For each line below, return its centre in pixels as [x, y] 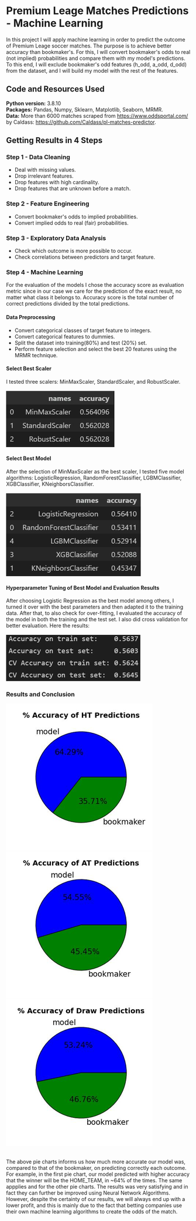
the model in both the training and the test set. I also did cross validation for [97, 620]
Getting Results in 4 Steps [54, 141]
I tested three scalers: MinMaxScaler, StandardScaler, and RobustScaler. [93, 381]
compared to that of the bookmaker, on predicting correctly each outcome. [96, 1168]
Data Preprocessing [31, 317]
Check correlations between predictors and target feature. [85, 257]
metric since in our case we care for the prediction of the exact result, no [94, 291]
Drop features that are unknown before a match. [73, 188]
